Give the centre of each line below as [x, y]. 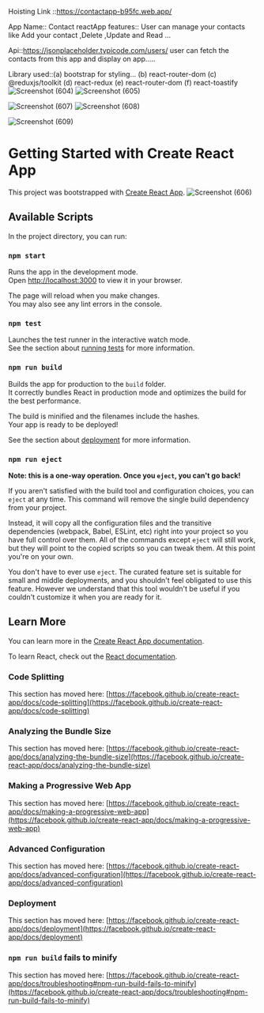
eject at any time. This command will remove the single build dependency [129, 499]
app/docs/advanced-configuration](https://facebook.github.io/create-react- [132, 874]
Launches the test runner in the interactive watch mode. [100, 340]
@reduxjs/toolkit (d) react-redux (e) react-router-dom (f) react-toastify [123, 83]
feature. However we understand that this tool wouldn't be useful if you [124, 588]
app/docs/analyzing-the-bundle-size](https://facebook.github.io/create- [126, 757]
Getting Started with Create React [121, 154]
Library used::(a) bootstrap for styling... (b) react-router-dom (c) [113, 74]
